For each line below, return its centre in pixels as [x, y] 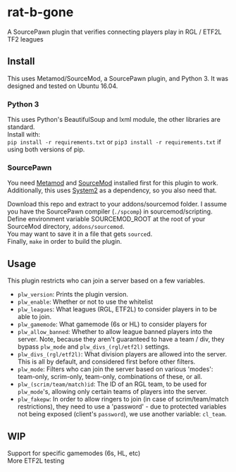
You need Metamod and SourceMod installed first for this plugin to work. [113, 183]
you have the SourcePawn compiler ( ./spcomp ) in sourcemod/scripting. [110, 211]
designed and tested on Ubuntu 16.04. [63, 86]
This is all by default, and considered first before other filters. [106, 362]
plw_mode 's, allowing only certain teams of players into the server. [112, 392]
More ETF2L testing [36, 460]
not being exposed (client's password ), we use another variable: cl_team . [122, 414]
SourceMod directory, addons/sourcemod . [66, 227]
